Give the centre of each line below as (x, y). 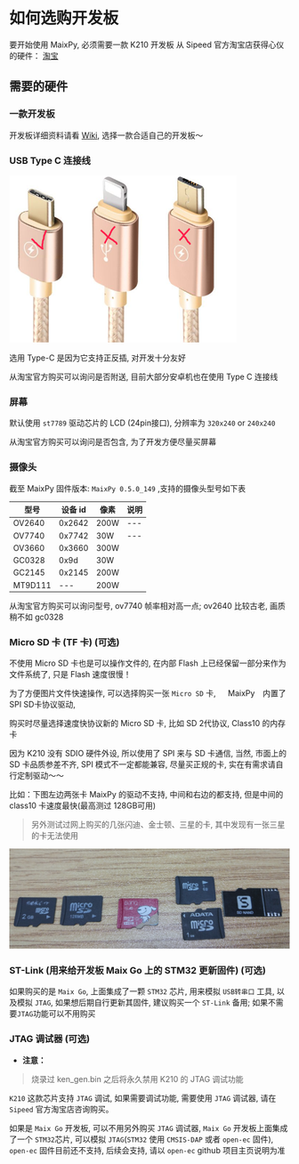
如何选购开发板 (64, 18)
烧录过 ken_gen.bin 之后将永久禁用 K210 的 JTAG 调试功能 (137, 1079)
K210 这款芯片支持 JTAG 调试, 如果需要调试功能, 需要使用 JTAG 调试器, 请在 (143, 1098)
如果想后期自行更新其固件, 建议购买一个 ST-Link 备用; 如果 (162, 1003)
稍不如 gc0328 (36, 617)
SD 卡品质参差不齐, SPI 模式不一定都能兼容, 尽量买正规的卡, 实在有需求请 (142, 764)
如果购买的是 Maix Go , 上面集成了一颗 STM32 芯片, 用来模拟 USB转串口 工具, (142, 991)
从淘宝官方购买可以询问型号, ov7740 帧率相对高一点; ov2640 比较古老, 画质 (148, 606)
